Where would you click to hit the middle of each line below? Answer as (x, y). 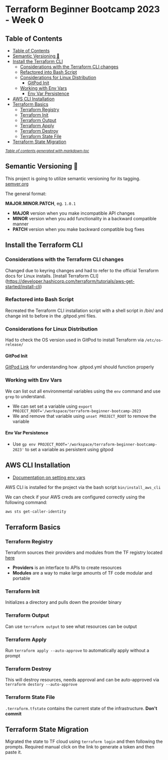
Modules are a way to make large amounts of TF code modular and (82, 573)
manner (20, 224)
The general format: (26, 194)
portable (21, 579)
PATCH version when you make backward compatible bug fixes (78, 229)
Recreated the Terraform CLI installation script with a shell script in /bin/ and (84, 310)
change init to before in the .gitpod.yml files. (51, 315)
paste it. (14, 752)
